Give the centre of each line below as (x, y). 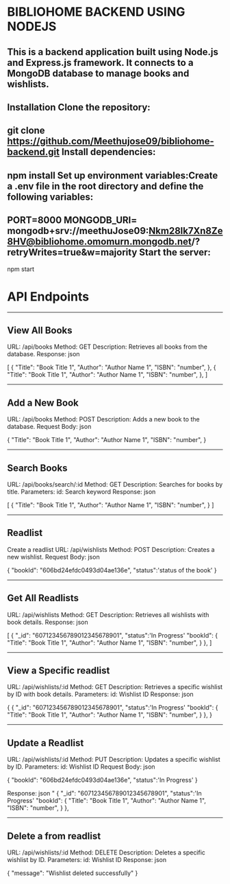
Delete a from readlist (54, 836)
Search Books (37, 468)
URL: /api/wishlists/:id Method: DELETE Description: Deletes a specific (106, 852)
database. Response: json (43, 354)
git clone (26, 131)
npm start (21, 269)
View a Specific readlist (59, 670)
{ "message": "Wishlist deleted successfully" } (73, 873)
